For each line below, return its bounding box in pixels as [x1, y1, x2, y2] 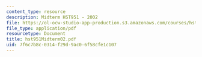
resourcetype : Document [6, 31, 66, 37]
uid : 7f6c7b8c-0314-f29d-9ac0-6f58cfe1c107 [6, 42, 117, 48]
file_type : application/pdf [6, 25, 77, 31]
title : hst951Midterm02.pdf [6, 36, 77, 42]
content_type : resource [6, 8, 66, 15]
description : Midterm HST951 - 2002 [6, 14, 98, 20]
